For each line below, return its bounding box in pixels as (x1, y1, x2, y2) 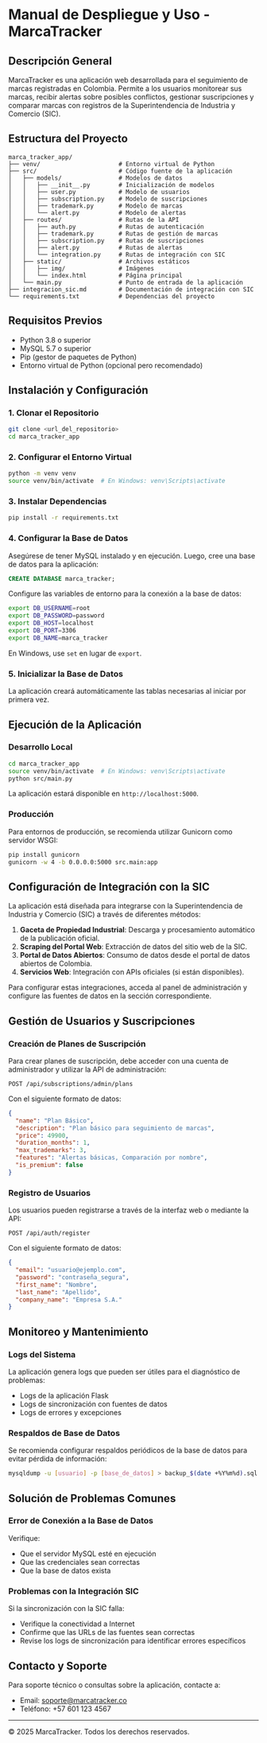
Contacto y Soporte (8, 1659, 107, 1672)
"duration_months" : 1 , (15, 1139, 91, 1147)
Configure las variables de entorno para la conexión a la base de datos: (8, 589, 242, 598)
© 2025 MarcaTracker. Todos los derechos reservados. (8, 1726, 190, 1736)
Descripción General (8, 54, 113, 68)
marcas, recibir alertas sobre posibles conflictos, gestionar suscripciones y (8, 92, 254, 101)
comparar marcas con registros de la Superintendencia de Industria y (8, 101, 236, 110)
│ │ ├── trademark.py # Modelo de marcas (8, 201, 183, 210)
